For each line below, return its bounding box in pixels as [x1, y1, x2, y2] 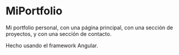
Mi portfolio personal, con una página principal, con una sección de [5, 24, 173, 31]
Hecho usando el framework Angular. [5, 42, 99, 49]
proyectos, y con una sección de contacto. [5, 30, 112, 37]
